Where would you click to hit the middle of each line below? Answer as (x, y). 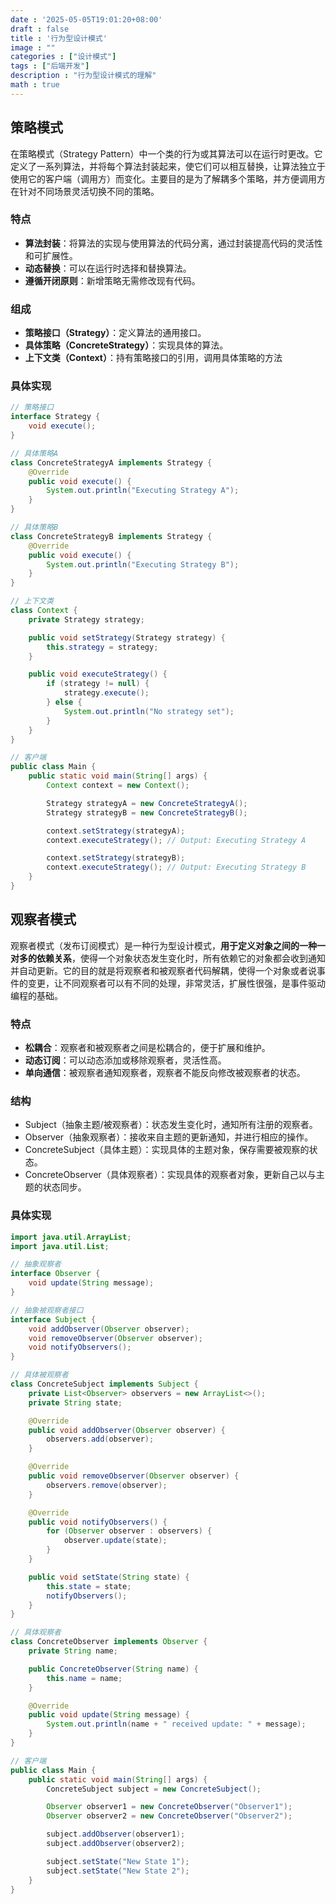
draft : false (40, 29)
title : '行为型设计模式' (59, 38)
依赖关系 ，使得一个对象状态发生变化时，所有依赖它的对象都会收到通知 (181, 958)
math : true (35, 85)
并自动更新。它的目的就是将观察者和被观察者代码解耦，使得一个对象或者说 (163, 970)
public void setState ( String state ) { (109, 1577)
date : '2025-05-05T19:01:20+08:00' (86, 19)
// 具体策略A (34, 453)
